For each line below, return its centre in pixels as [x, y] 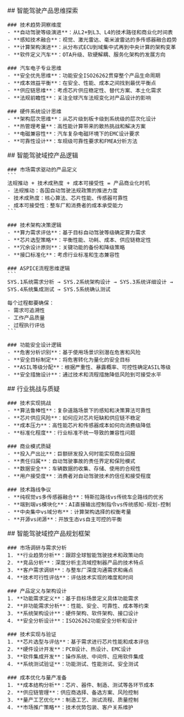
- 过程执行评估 [26, 325]
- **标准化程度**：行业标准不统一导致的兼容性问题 [71, 433]
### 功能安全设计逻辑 [34, 345]
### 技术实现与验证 [32, 634]
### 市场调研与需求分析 [37, 548]
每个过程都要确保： [31, 303]
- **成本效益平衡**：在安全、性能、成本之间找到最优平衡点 [82, 83]
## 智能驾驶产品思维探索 [43, 10]
